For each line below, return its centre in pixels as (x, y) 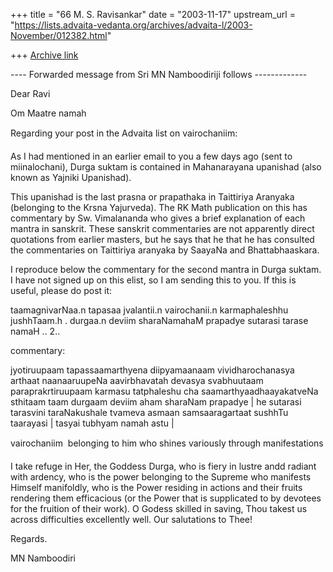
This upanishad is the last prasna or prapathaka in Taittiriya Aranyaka (152, 197)
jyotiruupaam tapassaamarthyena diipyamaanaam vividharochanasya (152, 370)
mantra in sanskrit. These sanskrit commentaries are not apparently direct (162, 228)
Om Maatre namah (48, 113)
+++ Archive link (44, 55)
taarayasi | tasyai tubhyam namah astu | (92, 423)
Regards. (29, 538)
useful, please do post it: (61, 290)
